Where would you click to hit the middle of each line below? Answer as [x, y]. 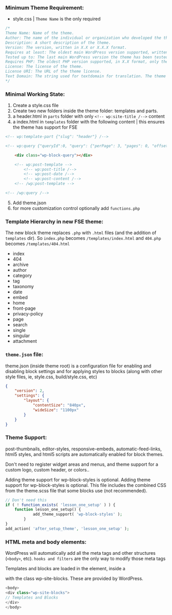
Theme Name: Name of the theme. [40, 33]
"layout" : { [37, 400]
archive [21, 265]
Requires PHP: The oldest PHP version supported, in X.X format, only [82, 62]
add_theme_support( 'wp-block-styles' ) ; [78, 514]
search [20, 325]
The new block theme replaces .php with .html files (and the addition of [81, 233]
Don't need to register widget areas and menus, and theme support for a [82, 464]
